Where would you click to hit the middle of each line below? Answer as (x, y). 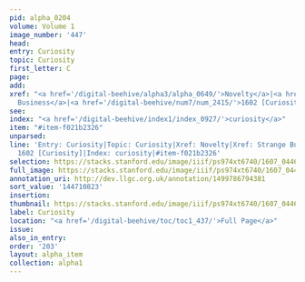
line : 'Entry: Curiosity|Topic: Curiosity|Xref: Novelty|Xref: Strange (148, 145)
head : (20, 43)
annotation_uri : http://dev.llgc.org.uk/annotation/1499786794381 (138, 178)
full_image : (32, 170)
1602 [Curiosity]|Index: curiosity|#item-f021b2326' (119, 153)
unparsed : (28, 136)
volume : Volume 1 (42, 26)
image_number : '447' (49, 35)
